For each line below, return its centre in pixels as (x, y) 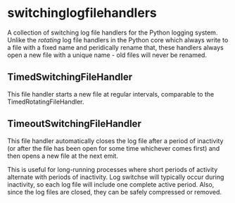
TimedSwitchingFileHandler (70, 77)
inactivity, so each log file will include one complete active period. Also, (111, 184)
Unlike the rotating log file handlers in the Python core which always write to (118, 39)
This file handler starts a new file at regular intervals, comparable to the (111, 94)
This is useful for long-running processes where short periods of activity (113, 169)
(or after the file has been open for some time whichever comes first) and (114, 148)
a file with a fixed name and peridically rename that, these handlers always (115, 47)
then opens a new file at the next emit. (63, 156)
